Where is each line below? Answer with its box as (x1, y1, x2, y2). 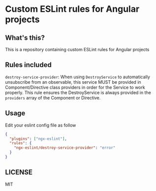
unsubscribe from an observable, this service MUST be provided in (5, 79, 141, 85)
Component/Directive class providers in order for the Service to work (5, 84, 145, 90)
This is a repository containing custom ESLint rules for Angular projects (5, 47, 150, 52)
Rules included (5, 61, 52, 69)
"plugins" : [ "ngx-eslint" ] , (9, 136, 67, 141)
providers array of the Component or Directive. (5, 95, 101, 100)
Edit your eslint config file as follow (5, 122, 76, 128)
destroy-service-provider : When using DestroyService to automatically (5, 74, 150, 80)
